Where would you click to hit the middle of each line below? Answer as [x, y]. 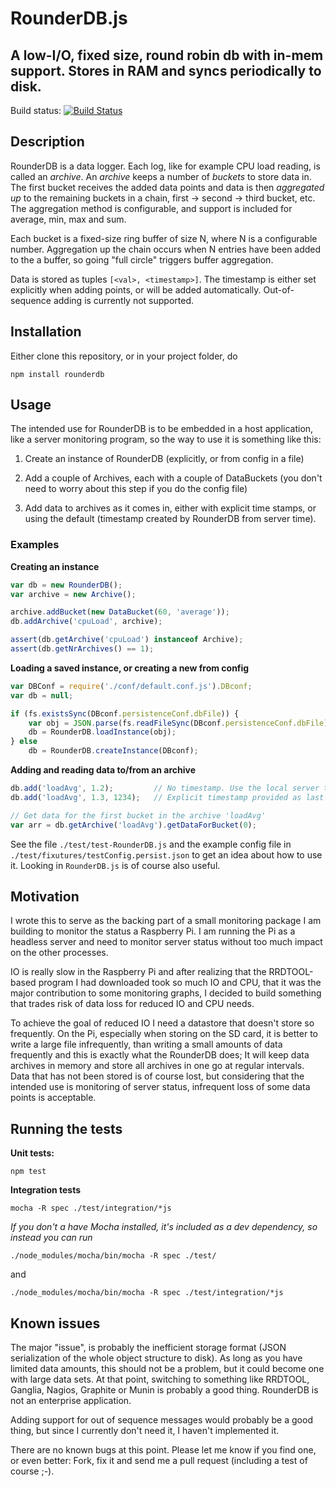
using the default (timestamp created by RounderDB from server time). [170, 519]
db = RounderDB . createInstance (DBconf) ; [113, 751]
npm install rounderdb [57, 374]
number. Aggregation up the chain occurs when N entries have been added [166, 249]
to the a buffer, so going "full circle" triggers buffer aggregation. [142, 259]
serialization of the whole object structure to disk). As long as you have [156, 1358]
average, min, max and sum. [68, 219]
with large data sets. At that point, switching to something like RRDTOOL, [160, 1379]
